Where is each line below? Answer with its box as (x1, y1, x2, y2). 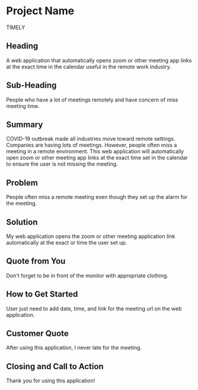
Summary (6, 119, 43, 129)
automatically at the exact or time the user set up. (6, 239, 127, 246)
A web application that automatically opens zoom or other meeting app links (6, 56, 192, 64)
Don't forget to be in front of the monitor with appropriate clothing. (6, 272, 169, 279)
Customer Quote (6, 328, 69, 339)
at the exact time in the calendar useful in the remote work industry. (6, 63, 172, 70)
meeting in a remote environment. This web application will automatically (6, 148, 184, 155)
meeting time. (6, 102, 40, 109)
